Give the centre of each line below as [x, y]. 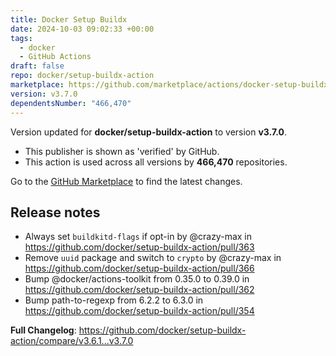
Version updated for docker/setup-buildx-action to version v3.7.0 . [149, 132]
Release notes [55, 212]
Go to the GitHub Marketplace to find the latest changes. [126, 181]
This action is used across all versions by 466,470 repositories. [156, 162]
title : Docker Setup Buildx [69, 19]
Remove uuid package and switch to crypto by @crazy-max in [153, 258]
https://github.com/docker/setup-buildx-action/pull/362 [139, 290]
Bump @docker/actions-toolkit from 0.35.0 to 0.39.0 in [137, 279]
